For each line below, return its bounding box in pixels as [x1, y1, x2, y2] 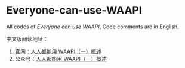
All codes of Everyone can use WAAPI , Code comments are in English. [6, 23, 179, 30]
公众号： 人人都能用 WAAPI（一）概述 [14, 55, 107, 62]
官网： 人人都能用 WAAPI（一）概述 [14, 48, 101, 55]
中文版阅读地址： [6, 35, 48, 42]
